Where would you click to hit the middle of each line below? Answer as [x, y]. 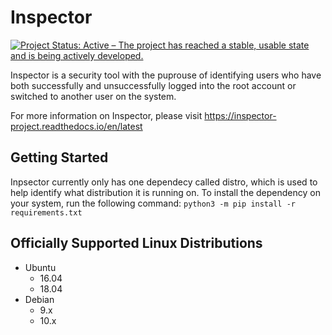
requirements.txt [46, 212]
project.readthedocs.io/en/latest [76, 126]
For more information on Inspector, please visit [106, 115]
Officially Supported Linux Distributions [136, 243]
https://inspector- [240, 115]
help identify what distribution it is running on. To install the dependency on [165, 192]
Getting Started [59, 157]
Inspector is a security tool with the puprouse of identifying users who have [166, 75]
